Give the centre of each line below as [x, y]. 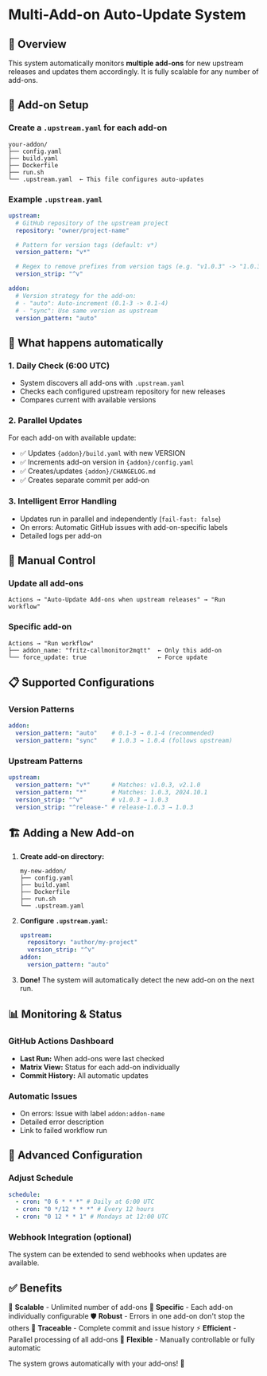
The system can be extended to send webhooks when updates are [118, 1254]
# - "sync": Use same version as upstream [87, 311]
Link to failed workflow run [63, 1130]
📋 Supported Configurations [81, 683]
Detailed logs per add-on [60, 535]
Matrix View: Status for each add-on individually [100, 1067]
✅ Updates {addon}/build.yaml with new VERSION [103, 453]
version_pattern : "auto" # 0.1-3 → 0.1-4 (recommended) [115, 733]
